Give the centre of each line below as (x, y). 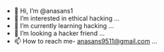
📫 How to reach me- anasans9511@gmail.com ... (86, 41)
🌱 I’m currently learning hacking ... (64, 26)
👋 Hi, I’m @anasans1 (43, 11)
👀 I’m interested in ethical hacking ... (67, 18)
